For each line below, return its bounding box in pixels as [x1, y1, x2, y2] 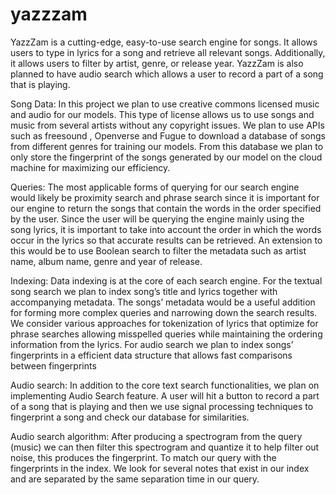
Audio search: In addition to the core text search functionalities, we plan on [10, 379, 320, 391]
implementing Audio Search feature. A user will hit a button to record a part [10, 389, 320, 402]
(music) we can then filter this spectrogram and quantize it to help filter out [10, 441, 320, 453]
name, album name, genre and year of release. [10, 255, 203, 267]
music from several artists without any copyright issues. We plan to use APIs [10, 119, 325, 131]
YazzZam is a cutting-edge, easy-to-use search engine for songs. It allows [10, 36, 318, 48]
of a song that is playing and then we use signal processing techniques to [10, 400, 314, 412]
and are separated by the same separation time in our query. [10, 473, 260, 485]
